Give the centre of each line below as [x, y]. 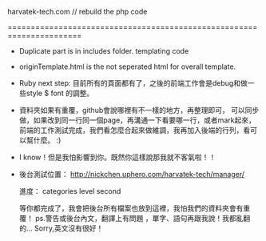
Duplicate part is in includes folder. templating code [104, 51]
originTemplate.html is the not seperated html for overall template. [127, 66]
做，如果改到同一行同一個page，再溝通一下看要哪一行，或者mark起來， [137, 120]
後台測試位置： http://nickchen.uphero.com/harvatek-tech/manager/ [132, 174]
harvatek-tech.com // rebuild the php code [77, 12]
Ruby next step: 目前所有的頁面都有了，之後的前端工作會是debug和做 [133, 83]
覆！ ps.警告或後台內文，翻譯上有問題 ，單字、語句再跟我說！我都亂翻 [135, 218]
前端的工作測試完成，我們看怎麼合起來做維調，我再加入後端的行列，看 [135, 130]
